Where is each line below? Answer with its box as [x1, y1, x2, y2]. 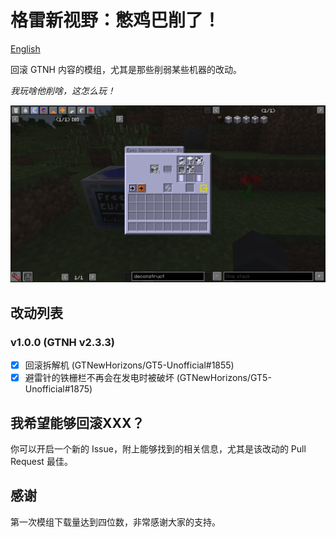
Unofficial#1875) [24, 383, 93, 395]
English [10, 42, 41, 55]
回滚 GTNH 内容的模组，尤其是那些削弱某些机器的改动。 [10, 63, 242, 75]
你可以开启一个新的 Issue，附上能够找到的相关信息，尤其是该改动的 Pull [10, 443, 307, 455]
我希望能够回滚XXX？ [10, 414, 145, 431]
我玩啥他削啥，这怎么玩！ [10, 84, 116, 96]
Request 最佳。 [10, 456, 73, 468]
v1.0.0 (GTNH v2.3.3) [10, 335, 115, 349]
